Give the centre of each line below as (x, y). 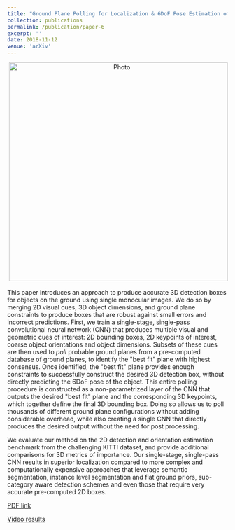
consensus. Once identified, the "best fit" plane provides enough (101, 367)
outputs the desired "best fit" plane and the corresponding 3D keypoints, (112, 397)
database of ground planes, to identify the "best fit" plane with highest (109, 359)
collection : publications (45, 20)
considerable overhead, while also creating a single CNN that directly (107, 419)
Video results (26, 519)
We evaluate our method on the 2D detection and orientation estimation (110, 440)
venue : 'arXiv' (29, 46)
